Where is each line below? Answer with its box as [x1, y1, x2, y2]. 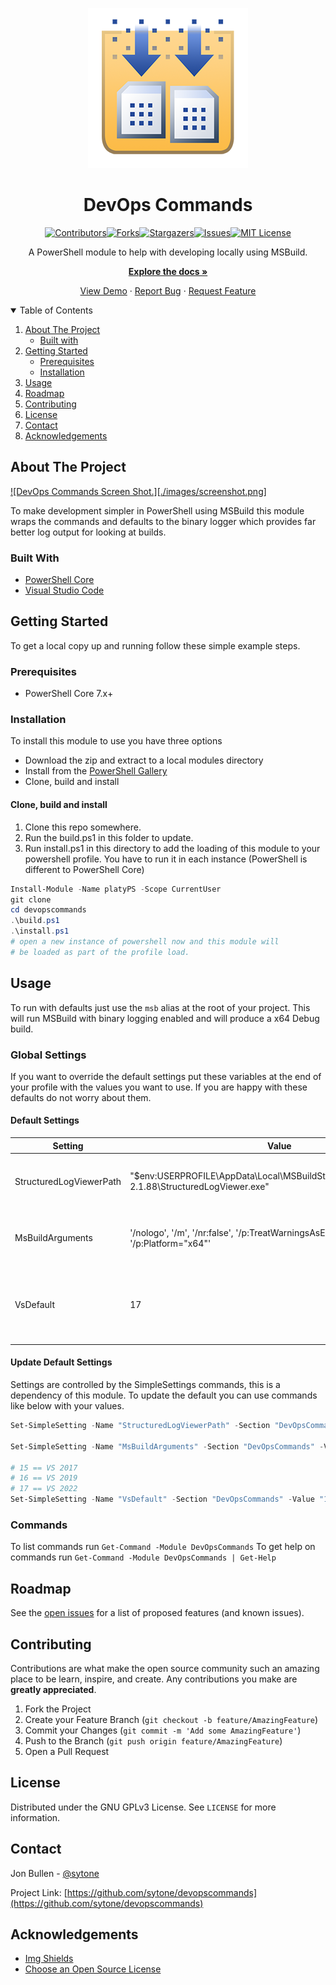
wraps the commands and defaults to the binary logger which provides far [10, 515, 317, 527]
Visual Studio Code [24, 584, 105, 597]
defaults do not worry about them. [10, 1091, 152, 1103]
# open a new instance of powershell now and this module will [10, 937, 280, 947]
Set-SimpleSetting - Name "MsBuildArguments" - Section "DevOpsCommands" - [10, 1441, 325, 1452]
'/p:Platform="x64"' [129, 1237, 212, 1249]
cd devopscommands [10, 905, 87, 915]
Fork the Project [24, 1703, 92, 1715]
